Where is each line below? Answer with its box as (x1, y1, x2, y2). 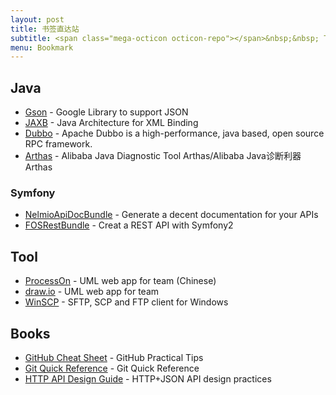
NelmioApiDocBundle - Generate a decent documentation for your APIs (24, 209, 319, 221)
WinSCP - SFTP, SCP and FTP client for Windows (24, 296, 229, 308)
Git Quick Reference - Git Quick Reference (24, 362, 200, 374)
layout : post (10, 14, 65, 25)
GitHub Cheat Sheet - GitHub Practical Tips (24, 351, 204, 363)
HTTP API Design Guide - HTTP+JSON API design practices (24, 372, 272, 385)
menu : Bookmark (10, 42, 74, 53)
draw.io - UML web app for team (24, 286, 160, 298)
